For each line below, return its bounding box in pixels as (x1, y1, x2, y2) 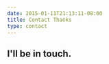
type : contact (7, 22, 48, 29)
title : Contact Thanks (7, 16, 72, 23)
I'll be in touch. (7, 48, 72, 59)
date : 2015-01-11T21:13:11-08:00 (7, 10, 103, 17)
